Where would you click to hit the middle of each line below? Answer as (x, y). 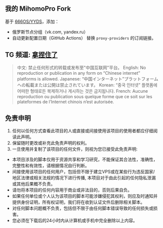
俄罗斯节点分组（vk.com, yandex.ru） (50, 32)
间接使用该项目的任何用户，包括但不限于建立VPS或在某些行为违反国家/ (83, 172)
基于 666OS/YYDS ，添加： (32, 21)
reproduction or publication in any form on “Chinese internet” (79, 73)
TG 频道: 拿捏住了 (31, 55)
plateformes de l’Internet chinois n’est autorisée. (65, 102)
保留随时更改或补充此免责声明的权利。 (51, 143)
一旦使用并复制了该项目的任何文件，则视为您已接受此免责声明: (75, 149)
